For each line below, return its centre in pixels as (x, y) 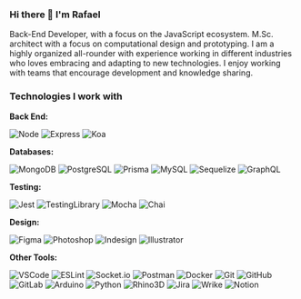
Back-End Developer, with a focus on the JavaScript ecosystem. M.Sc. (142, 35)
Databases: (32, 151)
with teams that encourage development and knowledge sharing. (131, 73)
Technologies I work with (66, 96)
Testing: (25, 186)
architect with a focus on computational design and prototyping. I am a (142, 44)
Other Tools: (33, 257)
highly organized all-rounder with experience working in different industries (151, 54)
